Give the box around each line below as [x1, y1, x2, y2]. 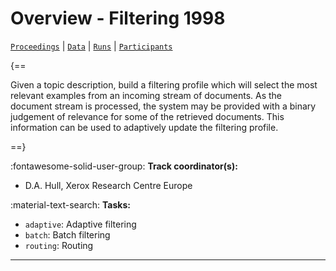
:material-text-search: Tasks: [10, 198, 131, 211]
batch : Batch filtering [24, 228, 111, 241]
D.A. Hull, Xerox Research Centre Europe [24, 179, 193, 191]
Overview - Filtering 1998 [10, 7, 226, 30]
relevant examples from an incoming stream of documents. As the [10, 89, 283, 101]
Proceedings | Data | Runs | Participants [10, 40, 173, 52]
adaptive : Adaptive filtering [24, 218, 137, 230]
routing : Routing [24, 239, 94, 251]
